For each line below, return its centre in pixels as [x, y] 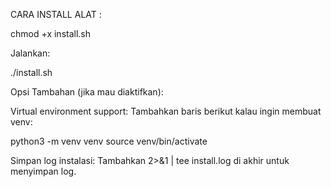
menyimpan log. [43, 171]
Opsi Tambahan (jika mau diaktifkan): [87, 92]
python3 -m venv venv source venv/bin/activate [109, 141]
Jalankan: [30, 53]
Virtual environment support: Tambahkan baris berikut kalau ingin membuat [166, 111]
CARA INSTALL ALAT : [56, 14]
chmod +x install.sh [51, 33]
